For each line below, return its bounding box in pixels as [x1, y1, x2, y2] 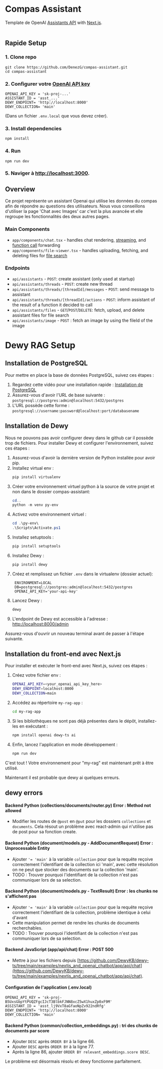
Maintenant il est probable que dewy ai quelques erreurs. [5, 774, 120, 780]
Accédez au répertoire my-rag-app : [12, 700, 83, 705]
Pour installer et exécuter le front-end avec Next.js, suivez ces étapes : [5, 663, 148, 669]
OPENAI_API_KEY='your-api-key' [14, 589, 78, 594]
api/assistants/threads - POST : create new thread [12, 281, 113, 287]
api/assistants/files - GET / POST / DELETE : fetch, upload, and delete [12, 307, 145, 313]
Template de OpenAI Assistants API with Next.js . [5, 20, 102, 25]
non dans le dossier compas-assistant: [12, 488, 90, 495]
